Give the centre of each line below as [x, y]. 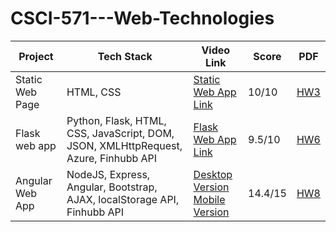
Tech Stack [125, 56]
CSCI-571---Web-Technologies [142, 18]
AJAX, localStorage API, [123, 199]
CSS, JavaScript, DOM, [120, 133]
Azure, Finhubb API [112, 158]
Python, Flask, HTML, [116, 120]
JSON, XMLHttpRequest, [124, 145]
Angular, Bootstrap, [112, 187]
